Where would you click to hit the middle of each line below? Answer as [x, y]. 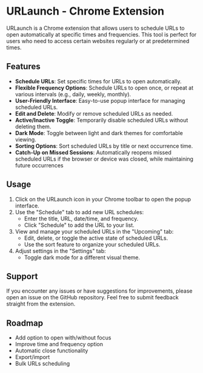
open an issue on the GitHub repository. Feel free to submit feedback [92, 298]
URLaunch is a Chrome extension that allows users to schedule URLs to [95, 28]
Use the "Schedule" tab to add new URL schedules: [79, 212]
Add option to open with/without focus [63, 338]
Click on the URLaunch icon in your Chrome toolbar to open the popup [103, 199]
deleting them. [33, 127]
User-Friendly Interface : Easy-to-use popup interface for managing [100, 100]
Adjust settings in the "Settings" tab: [60, 251]
